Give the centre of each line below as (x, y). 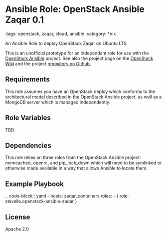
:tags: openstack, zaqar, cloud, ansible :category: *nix (61, 33)
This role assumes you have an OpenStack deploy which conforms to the (80, 91)
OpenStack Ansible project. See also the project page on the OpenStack (79, 58)
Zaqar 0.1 (24, 20)
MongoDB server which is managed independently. (58, 102)
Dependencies (28, 145)
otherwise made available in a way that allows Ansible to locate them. (77, 168)
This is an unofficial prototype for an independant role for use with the (77, 53)
